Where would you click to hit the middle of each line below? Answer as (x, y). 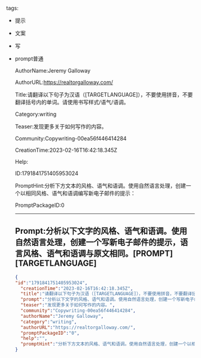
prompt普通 (29, 58)
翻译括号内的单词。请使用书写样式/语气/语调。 (72, 102)
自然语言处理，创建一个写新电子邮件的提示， (98, 243)
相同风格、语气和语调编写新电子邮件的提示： (80, 193)
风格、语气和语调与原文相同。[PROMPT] (98, 254)
